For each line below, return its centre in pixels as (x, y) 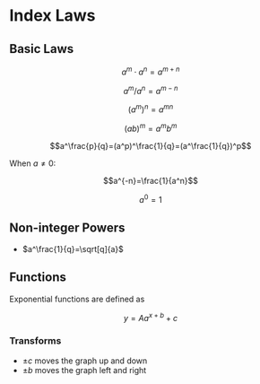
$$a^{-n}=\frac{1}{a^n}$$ (151, 180)
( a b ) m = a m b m (151, 127)
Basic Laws (42, 49)
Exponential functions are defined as (77, 299)
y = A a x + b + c (151, 317)
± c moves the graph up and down (85, 361)
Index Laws (52, 16)
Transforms (35, 341)
